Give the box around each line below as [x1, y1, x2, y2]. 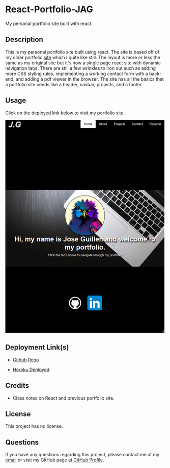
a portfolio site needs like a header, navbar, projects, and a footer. [5, 81, 143, 87]
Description [5, 35, 43, 44]
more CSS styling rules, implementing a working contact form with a [5, 70, 149, 77]
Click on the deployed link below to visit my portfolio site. [5, 110, 125, 116]
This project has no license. [5, 423, 63, 429]
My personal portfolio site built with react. [5, 20, 93, 27]
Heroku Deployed [12, 366, 50, 373]
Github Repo [12, 356, 39, 363]
